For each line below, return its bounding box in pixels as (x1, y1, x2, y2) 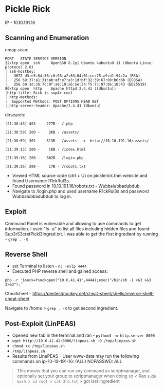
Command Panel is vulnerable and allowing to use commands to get (5, 220, 141, 226)
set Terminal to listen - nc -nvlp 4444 (12, 263, 87, 269)
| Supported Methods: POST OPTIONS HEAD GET (5, 99, 99, 104)
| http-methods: (5, 94, 38, 100)
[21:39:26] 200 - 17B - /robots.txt (5, 164, 86, 169)
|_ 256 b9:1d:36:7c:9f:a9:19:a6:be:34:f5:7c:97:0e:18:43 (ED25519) (5, 82, 147, 86)
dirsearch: (5, 111, 26, 118)
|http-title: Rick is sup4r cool (5, 90, 73, 95)
